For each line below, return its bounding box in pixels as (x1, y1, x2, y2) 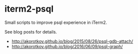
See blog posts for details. (4, 29, 57, 35)
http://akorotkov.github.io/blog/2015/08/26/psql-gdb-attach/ (11, 38, 133, 44)
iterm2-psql (4, 3, 54, 15)
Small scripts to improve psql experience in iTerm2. (4, 19, 107, 25)
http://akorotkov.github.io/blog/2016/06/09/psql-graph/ (11, 43, 123, 49)
